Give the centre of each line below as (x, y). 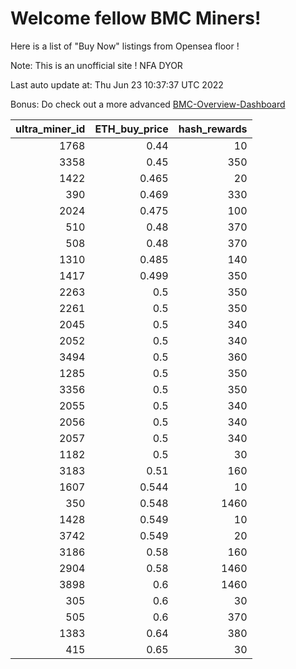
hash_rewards (213, 129)
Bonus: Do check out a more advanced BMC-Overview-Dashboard (148, 104)
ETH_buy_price (131, 129)
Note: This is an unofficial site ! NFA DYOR (96, 65)
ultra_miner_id (50, 129)
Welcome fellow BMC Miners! (136, 18)
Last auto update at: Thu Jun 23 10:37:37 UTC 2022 (117, 84)
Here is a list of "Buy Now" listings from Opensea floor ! (125, 46)
